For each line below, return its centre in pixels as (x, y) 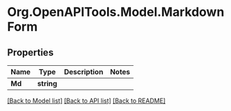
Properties (30, 52)
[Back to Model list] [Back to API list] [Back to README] (86, 101)
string (47, 84)
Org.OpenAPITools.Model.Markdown (116, 12)
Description (84, 72)
